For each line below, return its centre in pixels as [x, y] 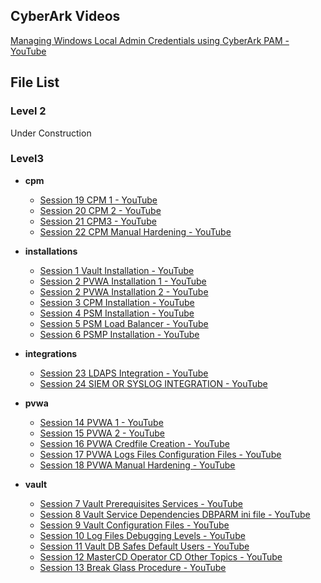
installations [51, 251]
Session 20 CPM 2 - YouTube [100, 210]
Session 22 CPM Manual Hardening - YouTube [135, 231]
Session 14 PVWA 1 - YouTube [101, 422]
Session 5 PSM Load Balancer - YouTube [124, 323]
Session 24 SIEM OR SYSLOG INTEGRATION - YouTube [153, 383]
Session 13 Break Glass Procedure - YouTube [133, 567]
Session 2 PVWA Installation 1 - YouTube [123, 281]
